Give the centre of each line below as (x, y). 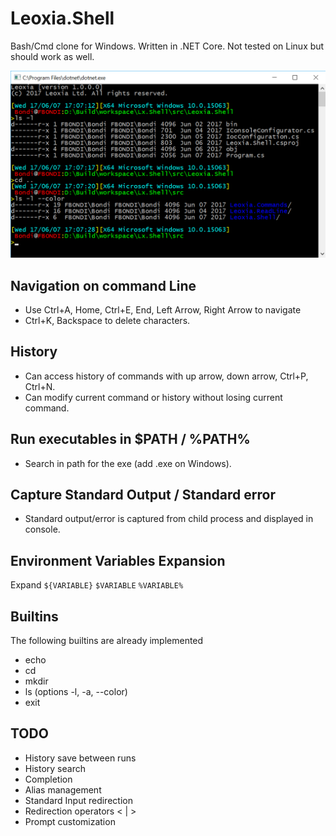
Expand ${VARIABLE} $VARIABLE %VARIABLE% (97, 585)
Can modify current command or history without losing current (153, 397)
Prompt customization (70, 821)
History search (55, 768)
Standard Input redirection (78, 800)
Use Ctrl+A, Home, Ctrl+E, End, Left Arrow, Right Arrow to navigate (163, 310)
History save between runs (80, 758)
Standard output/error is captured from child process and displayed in (169, 519)
